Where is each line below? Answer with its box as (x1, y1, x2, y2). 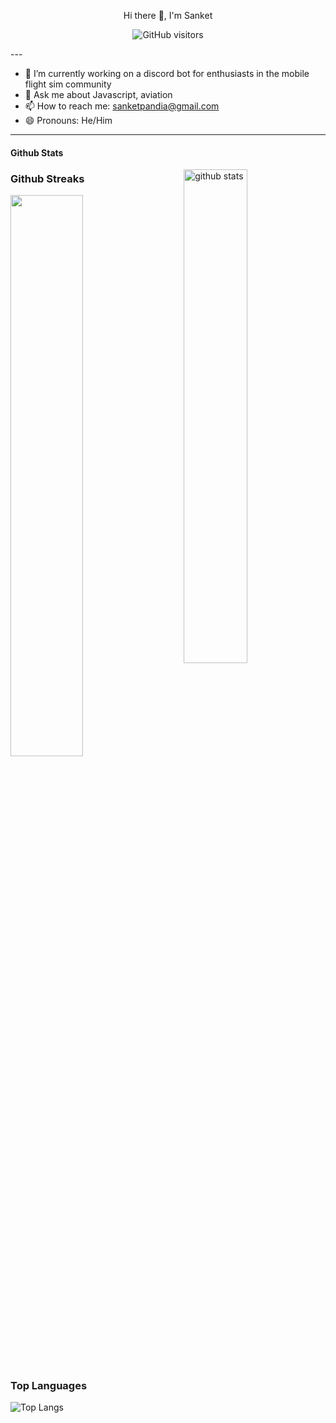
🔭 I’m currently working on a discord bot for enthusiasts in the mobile (24, 68, 310, 79)
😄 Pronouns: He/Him (24, 115, 113, 126)
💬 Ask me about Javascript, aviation (24, 89, 173, 100)
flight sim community (24, 78, 112, 90)
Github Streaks (10, 171, 85, 185)
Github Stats (10, 146, 64, 159)
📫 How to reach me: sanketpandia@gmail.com (24, 100, 220, 112)
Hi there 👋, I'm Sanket (123, 10, 213, 21)
